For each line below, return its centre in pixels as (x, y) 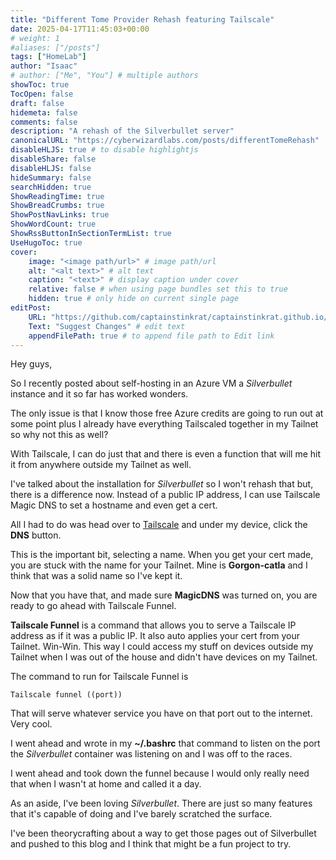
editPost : (31, 308)
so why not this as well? (59, 435)
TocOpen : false (42, 94)
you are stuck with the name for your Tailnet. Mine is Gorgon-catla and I (159, 565)
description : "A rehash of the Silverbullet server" (122, 131)
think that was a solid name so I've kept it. (96, 576)
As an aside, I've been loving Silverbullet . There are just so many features (161, 803)
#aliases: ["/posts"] (55, 47)
